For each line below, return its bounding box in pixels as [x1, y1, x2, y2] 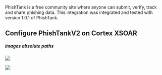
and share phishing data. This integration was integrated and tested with [5, 9, 153, 15]
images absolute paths [5, 43, 54, 49]
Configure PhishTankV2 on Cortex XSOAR [5, 29, 137, 38]
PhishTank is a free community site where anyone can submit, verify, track [5, 4, 157, 10]
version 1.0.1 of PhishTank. [5, 15, 58, 20]
